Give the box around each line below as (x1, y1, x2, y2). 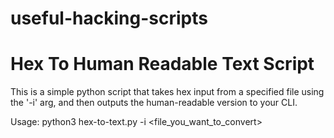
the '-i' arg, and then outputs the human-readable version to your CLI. (10, 97, 298, 109)
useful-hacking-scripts (10, 7, 208, 30)
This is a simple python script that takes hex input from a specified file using (10, 86, 325, 98)
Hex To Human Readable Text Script (10, 53, 315, 76)
